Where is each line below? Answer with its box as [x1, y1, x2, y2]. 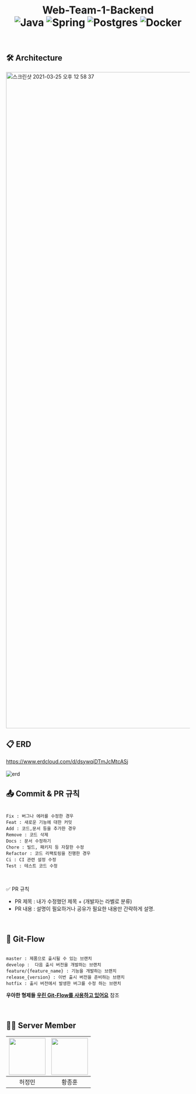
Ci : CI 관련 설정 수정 [6, 857, 57, 863]
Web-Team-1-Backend [42, 4, 154, 17]
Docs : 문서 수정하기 [6, 839, 51, 844]
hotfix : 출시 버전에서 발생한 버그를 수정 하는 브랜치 [6, 981, 121, 987]
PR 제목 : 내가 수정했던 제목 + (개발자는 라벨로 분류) [14, 898, 132, 905]
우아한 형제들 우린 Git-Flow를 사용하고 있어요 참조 [6, 991, 120, 999]
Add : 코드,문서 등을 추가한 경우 [6, 826, 76, 832]
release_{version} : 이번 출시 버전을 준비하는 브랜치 [6, 974, 125, 980]
